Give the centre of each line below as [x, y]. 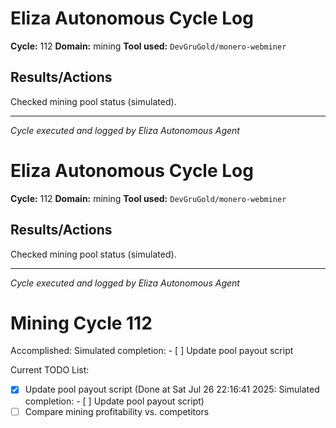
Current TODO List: [50, 370]
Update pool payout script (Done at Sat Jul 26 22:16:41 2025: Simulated [172, 389]
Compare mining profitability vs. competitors [117, 411]
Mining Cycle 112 [81, 323]
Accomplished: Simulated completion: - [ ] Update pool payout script [152, 351]
